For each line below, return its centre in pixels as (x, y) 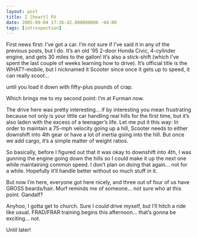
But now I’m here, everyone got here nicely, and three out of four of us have (98, 182)
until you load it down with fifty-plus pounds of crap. (70, 87)
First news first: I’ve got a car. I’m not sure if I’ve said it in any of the (88, 45)
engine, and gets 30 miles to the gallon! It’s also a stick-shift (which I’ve (93, 57)
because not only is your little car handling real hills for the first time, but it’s (98, 116)
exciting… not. (23, 219)
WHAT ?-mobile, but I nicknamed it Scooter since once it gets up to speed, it (98, 69)
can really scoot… (28, 76)
